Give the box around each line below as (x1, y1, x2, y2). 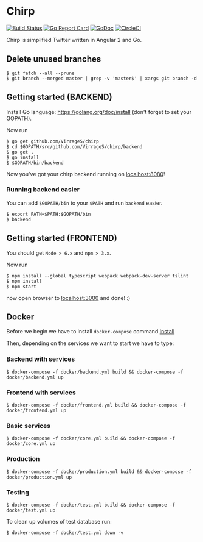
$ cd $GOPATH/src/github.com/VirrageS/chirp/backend (6, 143, 143, 150)
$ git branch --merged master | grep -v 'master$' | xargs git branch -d (6, 75, 198, 82)
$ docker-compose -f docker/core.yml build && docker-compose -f (6, 435, 175, 441)
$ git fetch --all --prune (6, 70, 75, 76)
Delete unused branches (6, 54, 101, 65)
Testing (6, 488, 29, 496)
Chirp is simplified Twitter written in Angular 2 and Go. (6, 36, 142, 43)
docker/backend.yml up (6, 374, 64, 380)
